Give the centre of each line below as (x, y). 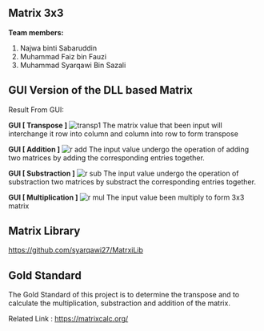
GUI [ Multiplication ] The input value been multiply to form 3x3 (126, 197)
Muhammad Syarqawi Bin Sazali (73, 65)
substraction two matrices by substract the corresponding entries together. (132, 182)
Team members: (36, 32)
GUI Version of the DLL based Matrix (101, 90)
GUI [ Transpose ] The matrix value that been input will (115, 125)
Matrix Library (44, 231)
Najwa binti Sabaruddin (58, 48)
